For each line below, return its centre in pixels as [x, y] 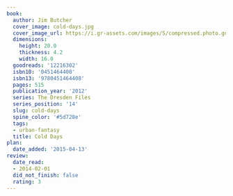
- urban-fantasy [36, 130]
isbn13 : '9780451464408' [49, 78]
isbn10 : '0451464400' [44, 72]
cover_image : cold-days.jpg [54, 26]
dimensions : [30, 40]
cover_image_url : [38, 33]
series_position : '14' [46, 104]
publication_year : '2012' [50, 91]
